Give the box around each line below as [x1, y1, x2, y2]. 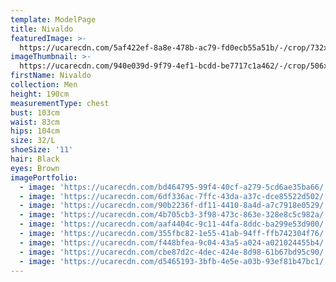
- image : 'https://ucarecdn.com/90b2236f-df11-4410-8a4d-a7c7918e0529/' [19, 201, 329, 211]
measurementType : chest [10, 98, 110, 108]
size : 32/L [10, 136, 56, 146]
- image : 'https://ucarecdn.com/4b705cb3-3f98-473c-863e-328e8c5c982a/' [19, 210, 329, 220]
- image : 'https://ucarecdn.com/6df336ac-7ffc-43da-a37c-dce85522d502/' [19, 191, 329, 201]
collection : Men [10, 80, 78, 90]
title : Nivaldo [10, 24, 74, 34]
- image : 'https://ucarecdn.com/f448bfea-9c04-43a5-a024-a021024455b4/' [19, 237, 329, 248]
